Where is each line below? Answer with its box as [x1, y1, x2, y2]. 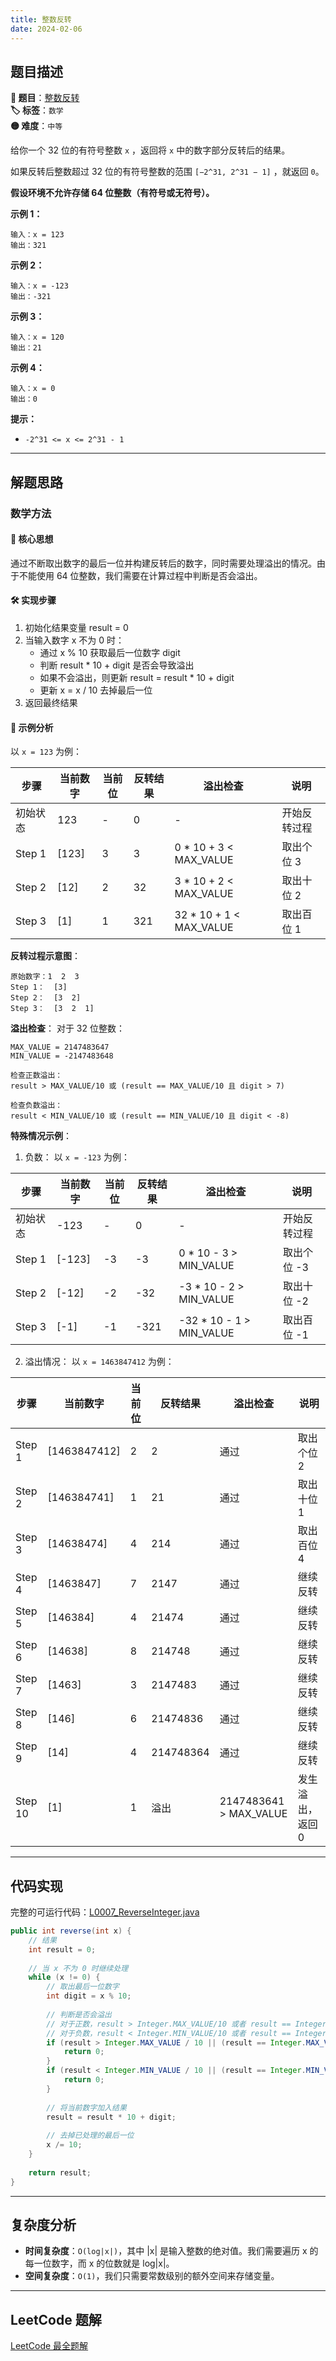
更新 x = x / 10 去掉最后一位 [39, 684, 153, 696]
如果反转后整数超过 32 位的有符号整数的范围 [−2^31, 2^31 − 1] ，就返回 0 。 [10, 166, 325, 178]
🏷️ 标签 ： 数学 [10, 104, 64, 116]
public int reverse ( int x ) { [10, 1926, 132, 1936]
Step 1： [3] [10, 982, 68, 993]
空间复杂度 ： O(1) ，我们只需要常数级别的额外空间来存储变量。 [24, 2270, 280, 2282]
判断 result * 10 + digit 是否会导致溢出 [39, 659, 195, 671]
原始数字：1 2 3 [10, 972, 80, 982]
